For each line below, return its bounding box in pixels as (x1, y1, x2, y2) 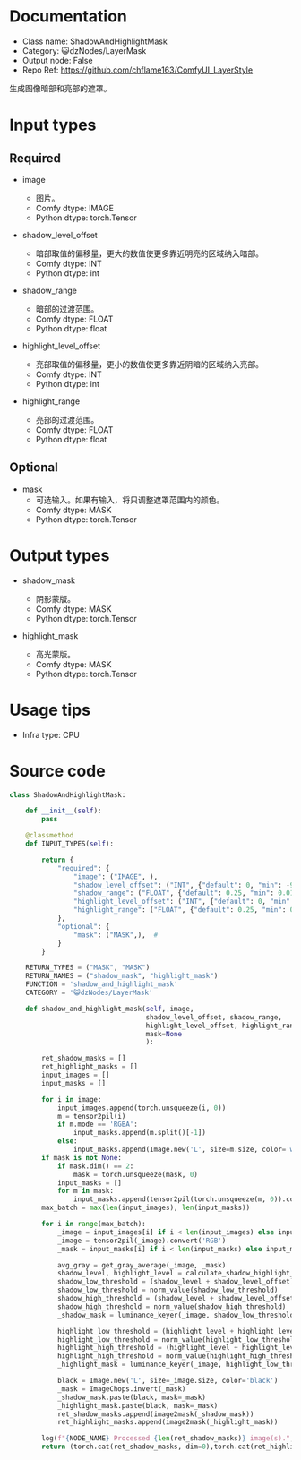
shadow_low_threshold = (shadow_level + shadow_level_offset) (56, 1277, 295, 1286)
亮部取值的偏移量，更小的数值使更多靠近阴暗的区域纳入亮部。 (35, 358, 264, 369)
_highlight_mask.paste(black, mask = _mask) (56, 1401, 219, 1410)
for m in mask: (56, 1187, 115, 1196)
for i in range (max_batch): (41, 1220, 146, 1229)
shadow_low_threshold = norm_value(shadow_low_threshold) (56, 1285, 279, 1295)
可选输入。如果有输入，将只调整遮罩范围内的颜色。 (35, 494, 225, 505)
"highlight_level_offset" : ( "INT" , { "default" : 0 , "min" (73, 897, 291, 906)
